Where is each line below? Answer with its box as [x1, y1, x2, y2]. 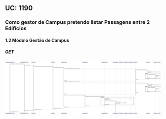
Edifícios [5, 25, 27, 32]
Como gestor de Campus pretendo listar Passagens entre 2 [5, 19, 150, 26]
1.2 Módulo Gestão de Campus [5, 37, 69, 43]
